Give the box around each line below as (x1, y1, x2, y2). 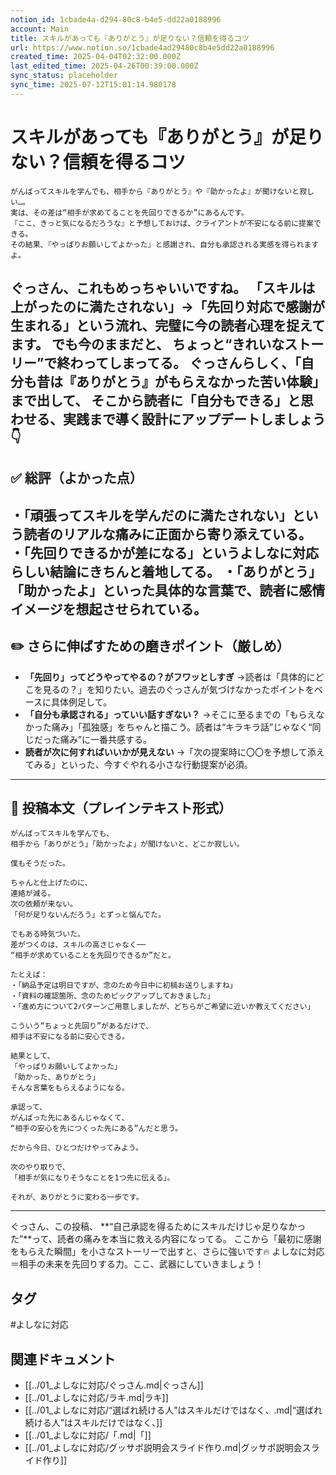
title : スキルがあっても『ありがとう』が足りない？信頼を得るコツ (10, 33, 250, 43)
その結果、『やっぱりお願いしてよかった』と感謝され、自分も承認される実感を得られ (10, 239, 305, 250)
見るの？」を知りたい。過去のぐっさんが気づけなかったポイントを (42, 683, 315, 695)
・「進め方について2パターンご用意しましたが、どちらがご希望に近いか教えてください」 (10, 1002, 315, 1012)
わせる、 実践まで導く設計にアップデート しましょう (10, 411, 326, 428)
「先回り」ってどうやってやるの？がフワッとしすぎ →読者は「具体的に (24, 671, 316, 683)
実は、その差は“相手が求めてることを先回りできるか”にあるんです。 (10, 207, 249, 218)
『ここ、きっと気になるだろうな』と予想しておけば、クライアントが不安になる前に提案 (10, 218, 314, 228)
